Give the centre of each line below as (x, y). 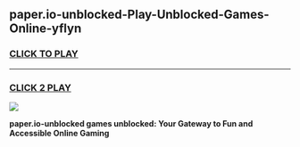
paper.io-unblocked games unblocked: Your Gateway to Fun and (131, 123)
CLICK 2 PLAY (40, 87)
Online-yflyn (46, 29)
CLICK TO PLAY (44, 54)
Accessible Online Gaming (59, 133)
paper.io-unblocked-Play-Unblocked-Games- (139, 15)
